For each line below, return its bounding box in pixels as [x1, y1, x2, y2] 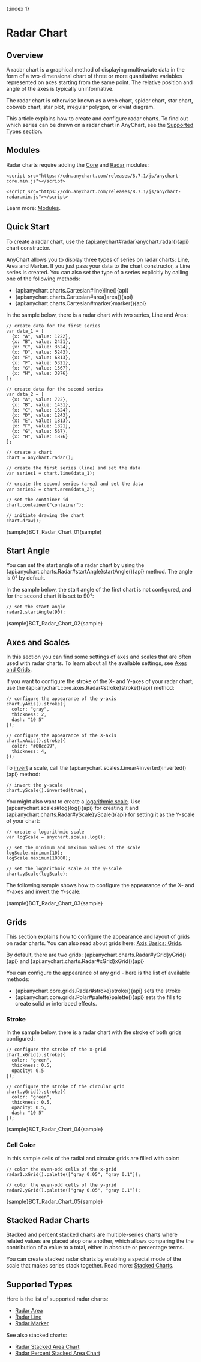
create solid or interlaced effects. [14, 1000, 97, 1008]
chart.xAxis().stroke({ [6, 738, 66, 744]
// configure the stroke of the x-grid [6, 1047, 106, 1053]
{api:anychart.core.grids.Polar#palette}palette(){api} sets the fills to [14, 994, 182, 1001]
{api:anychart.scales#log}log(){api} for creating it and [6, 805, 139, 812]
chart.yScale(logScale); [6, 871, 68, 878]
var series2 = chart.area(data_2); [6, 486, 95, 492]
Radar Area [14, 1307, 43, 1314]
